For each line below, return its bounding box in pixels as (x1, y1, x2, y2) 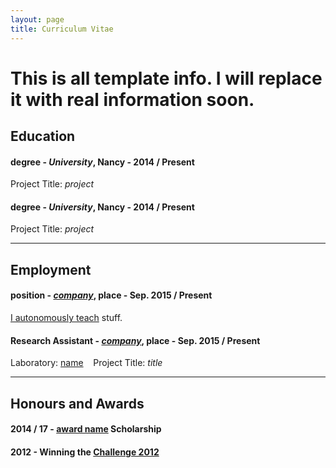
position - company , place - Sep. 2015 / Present (10, 289, 213, 301)
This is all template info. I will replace (10, 67, 323, 90)
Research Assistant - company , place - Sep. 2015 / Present (10, 334, 261, 346)
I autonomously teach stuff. (10, 312, 123, 324)
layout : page (10, 14, 65, 25)
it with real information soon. (10, 88, 255, 111)
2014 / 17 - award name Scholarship (10, 423, 162, 435)
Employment (10, 261, 92, 278)
